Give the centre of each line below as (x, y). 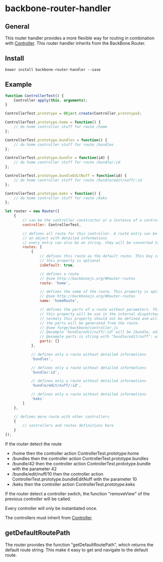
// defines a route (59, 274)
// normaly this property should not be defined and (94, 319)
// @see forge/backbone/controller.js (79, 328)
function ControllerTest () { (34, 96)
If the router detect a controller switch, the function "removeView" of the (77, 494)
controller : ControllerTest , (52, 225)
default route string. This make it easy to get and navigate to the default (77, 550)
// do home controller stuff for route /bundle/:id (67, 162)
